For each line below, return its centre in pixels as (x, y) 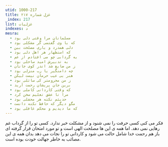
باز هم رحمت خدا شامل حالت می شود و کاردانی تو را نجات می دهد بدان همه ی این (82, 134)
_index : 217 (18, 19)
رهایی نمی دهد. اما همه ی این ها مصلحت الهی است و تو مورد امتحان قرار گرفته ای (82, 128)
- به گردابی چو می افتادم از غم (44, 57)
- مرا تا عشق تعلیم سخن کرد (39, 94)
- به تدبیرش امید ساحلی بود (39, 62)
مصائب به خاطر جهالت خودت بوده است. (43, 139)
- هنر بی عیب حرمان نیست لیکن (41, 76)
